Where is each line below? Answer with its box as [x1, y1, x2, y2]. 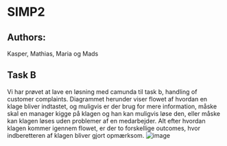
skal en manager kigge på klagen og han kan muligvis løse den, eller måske [7, 109, 221, 117]
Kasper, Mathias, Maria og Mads [7, 49, 99, 58]
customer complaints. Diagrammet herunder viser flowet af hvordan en [7, 95, 208, 103]
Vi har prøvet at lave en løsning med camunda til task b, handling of [7, 87, 198, 96]
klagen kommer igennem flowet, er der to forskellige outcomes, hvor [7, 124, 201, 132]
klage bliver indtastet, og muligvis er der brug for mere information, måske [7, 102, 217, 110]
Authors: [7, 32, 46, 43]
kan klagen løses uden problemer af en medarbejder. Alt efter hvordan [7, 117, 206, 125]
